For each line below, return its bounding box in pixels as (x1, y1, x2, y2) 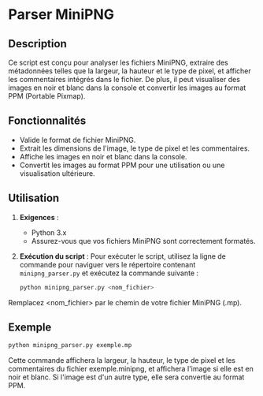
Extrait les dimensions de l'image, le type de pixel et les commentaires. (19, 144, 250, 153)
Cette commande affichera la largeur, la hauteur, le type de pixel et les (8, 356, 236, 365)
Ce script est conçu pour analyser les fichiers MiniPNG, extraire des (8, 58, 228, 67)
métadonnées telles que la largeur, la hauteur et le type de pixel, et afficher (8, 66, 252, 76)
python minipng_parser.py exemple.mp (8, 342, 132, 349)
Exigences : (19, 212, 59, 222)
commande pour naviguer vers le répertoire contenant (19, 260, 196, 269)
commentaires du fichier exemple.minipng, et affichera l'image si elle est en (8, 364, 254, 374)
